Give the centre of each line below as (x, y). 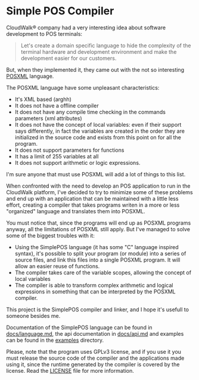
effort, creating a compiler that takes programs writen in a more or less (93, 205)
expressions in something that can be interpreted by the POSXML (95, 292)
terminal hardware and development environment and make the (99, 51)
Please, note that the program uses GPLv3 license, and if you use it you (94, 351)
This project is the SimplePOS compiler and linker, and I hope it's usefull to (98, 309)
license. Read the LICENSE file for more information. (70, 370)
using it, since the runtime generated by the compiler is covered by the (93, 364)
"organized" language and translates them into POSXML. (76, 211)
